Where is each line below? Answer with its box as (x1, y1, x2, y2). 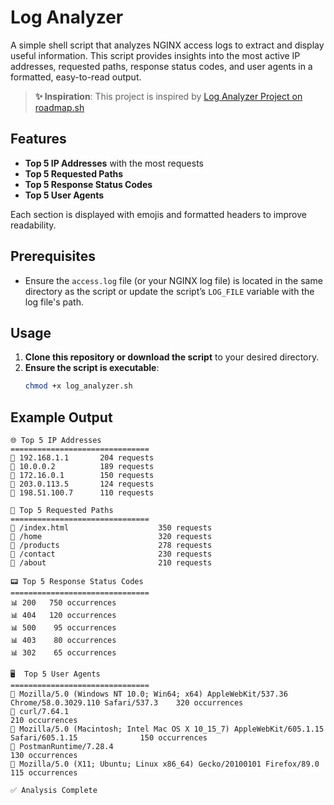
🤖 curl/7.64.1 (10, 707, 70, 717)
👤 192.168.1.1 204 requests (10, 453, 155, 463)
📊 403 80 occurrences (10, 636, 117, 646)
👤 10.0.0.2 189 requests (10, 462, 155, 472)
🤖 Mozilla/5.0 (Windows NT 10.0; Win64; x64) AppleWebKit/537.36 (10, 689, 288, 700)
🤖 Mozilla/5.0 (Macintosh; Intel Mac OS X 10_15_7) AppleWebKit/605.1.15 (10, 724, 325, 735)
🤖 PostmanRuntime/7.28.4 (10, 742, 114, 752)
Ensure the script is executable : (24, 362, 160, 374)
